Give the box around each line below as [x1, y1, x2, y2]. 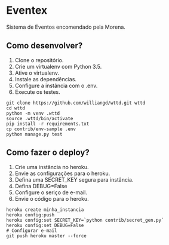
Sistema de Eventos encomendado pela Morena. [6, 23, 125, 30]
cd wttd [6, 105, 26, 111]
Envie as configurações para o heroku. [14, 170, 110, 177]
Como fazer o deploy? [6, 148, 90, 158]
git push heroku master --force [6, 232, 87, 239]
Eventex [6, 4, 48, 17]
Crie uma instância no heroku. [14, 163, 89, 170]
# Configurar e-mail [6, 228, 58, 234]
